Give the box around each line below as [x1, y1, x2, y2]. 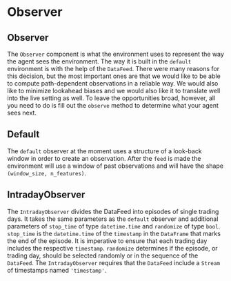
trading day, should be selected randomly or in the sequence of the [7, 251, 199, 260]
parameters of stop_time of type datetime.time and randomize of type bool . [7, 222, 221, 230]
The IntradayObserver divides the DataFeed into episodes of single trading [7, 207, 219, 215]
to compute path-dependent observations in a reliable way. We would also [7, 79, 219, 87]
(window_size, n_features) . [7, 168, 87, 177]
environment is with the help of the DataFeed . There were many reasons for [7, 65, 219, 72]
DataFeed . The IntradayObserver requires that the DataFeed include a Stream [7, 258, 221, 267]
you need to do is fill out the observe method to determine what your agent [7, 101, 219, 109]
